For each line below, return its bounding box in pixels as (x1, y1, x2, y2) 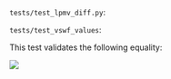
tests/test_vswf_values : (9, 25, 102, 35)
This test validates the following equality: (9, 42, 163, 53)
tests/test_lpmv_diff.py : (9, 7, 106, 17)
